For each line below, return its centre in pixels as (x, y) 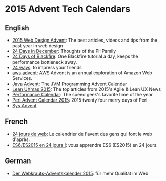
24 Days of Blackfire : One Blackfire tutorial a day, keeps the (75, 56)
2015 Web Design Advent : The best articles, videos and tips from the (85, 40)
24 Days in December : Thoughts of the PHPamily (64, 51)
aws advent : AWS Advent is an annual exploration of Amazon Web (82, 73)
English (17, 28)
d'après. (21, 139)
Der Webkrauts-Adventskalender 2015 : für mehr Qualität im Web (80, 173)
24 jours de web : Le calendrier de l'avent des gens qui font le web (82, 134)
